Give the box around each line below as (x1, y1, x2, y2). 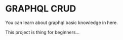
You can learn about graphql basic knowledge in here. (5, 19, 118, 25)
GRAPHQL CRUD (5, 3, 76, 14)
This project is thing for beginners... (5, 29, 80, 35)
